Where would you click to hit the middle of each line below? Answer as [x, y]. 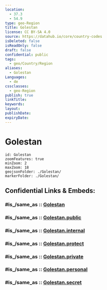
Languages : [16, 77]
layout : [13, 109]
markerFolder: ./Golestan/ [32, 176]
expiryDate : [17, 118]
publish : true [19, 95]
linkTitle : [16, 100]
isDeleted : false [22, 41]
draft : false [18, 50]
